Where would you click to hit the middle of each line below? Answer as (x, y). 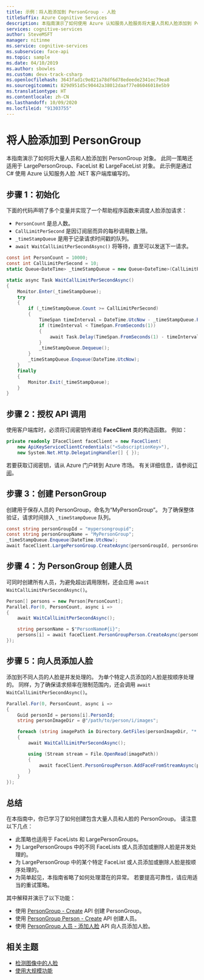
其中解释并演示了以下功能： (41, 898)
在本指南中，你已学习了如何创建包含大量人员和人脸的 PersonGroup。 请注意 (101, 818)
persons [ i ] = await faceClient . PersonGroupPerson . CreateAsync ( (99, 635)
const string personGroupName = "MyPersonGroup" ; (70, 534)
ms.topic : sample (28, 57)
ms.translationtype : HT (36, 91)
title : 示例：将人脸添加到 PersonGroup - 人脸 (61, 12)
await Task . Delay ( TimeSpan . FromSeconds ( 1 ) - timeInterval (124, 337)
